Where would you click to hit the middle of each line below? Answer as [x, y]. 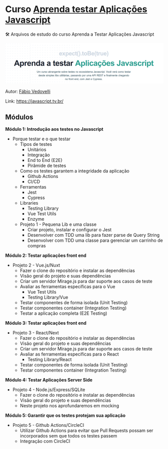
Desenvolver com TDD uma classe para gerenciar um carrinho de [95, 240]
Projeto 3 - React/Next [36, 333]
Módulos [19, 117]
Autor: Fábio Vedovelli [28, 92]
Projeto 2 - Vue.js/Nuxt [36, 265]
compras [37, 246]
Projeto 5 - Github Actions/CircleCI [48, 425]
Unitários [37, 150]
